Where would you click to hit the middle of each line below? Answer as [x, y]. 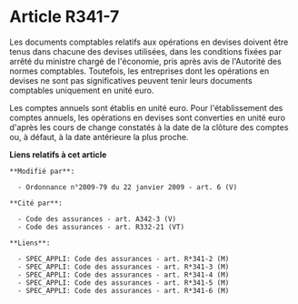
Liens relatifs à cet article [58, 154]
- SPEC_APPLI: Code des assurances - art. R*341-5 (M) [124, 283]
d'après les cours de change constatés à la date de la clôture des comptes [149, 127]
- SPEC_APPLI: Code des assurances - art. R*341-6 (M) [124, 290]
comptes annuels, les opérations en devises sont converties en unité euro [148, 117]
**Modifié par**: [42, 171]
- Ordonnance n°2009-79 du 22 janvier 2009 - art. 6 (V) [128, 187]
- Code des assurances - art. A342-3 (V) [97, 219]
